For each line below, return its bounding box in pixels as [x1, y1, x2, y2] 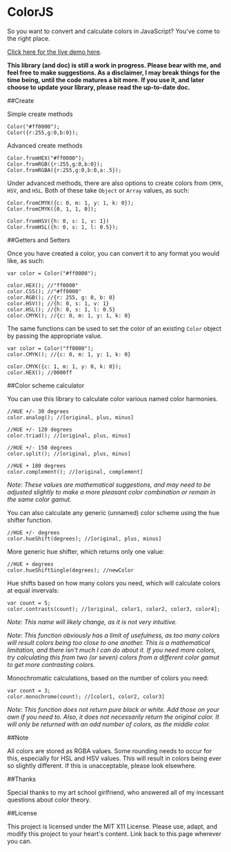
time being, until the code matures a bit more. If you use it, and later [7, 75, 205, 84]
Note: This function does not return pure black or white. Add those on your [7, 705, 220, 713]
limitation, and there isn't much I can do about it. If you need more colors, [7, 646, 217, 654]
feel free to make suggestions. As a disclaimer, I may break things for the [7, 68, 221, 77]
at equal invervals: [7, 586, 59, 594]
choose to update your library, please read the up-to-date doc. [7, 83, 191, 91]
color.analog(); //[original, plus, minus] [7, 414, 134, 421]
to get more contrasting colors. [7, 660, 95, 668]
